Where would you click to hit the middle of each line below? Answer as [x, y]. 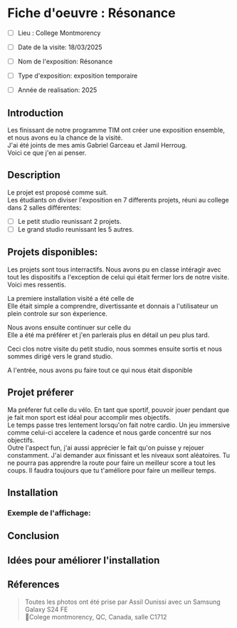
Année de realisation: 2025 [57, 90]
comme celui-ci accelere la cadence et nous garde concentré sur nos [109, 432]
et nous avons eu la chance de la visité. [65, 138]
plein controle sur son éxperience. [58, 313]
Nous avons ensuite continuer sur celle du [69, 327]
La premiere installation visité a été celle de [71, 298]
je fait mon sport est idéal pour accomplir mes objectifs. [89, 417]
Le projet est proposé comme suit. [58, 192]
